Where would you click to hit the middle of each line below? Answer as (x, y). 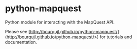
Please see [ (18, 31)
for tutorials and (116, 37)
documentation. (21, 42)
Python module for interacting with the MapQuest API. (60, 22)
